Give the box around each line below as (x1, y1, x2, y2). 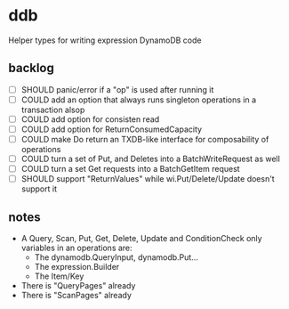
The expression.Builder (34, 262, 120, 272)
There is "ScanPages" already (20, 290, 132, 301)
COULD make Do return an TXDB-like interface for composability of (20, 134, 269, 144)
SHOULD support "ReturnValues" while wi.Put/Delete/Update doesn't (20, 174, 275, 184)
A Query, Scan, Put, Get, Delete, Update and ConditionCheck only (20, 233, 263, 244)
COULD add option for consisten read (20, 113, 160, 125)
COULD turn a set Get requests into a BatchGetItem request (20, 164, 241, 175)
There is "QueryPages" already (20, 281, 136, 291)
